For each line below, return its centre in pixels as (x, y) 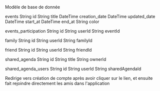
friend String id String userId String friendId (49, 50)
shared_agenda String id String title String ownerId (56, 59)
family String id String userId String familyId (49, 40)
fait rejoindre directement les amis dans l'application (57, 83)
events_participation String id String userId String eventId (62, 31)
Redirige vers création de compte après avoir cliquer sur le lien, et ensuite (79, 78)
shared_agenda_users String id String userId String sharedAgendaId (73, 69)
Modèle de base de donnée (33, 7)
